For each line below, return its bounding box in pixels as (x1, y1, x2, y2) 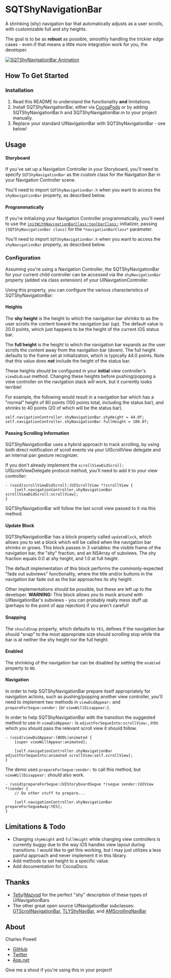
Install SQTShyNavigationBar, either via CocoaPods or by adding (12, 104, 148, 110)
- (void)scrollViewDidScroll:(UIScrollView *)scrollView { (5, 483, 133, 488)
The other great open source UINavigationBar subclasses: (12, 902, 135, 908)
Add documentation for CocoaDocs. (12, 863, 89, 869)
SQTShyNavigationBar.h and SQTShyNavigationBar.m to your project (12, 109, 157, 116)
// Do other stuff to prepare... (14, 790, 85, 796)
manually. (12, 115, 33, 121)
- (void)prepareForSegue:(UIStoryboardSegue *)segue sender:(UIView (5, 782, 154, 787)
